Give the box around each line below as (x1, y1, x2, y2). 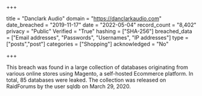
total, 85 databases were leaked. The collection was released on (6, 76, 166, 83)
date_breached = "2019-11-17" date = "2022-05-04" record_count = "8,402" (6, 22, 197, 28)
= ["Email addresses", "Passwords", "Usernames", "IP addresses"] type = (6, 34, 189, 41)
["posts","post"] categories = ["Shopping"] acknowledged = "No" (6, 40, 169, 47)
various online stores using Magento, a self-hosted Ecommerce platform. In (6, 70, 194, 77)
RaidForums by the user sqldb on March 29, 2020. (6, 83, 131, 90)
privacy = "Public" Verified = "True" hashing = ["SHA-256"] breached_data (6, 28, 192, 35)
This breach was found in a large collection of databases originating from (6, 64, 189, 71)
